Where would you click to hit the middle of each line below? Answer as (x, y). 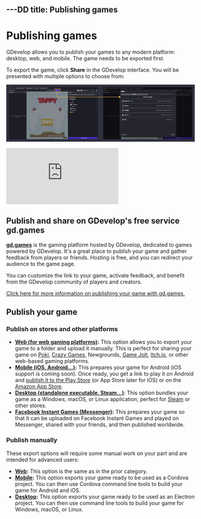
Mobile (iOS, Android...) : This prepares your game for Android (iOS (98, 368)
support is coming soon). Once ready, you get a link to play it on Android (104, 374)
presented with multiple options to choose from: (65, 77)
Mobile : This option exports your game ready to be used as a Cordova (101, 477)
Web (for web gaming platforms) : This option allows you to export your (103, 342)
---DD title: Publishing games (62, 10)
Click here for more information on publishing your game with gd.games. (96, 293)
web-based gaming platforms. (52, 361)
